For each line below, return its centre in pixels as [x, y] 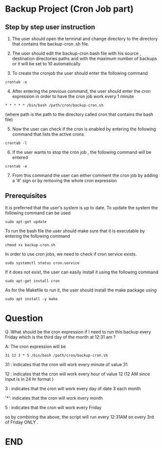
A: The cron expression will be [36, 346]
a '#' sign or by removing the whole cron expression [64, 181]
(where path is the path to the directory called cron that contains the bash [79, 114]
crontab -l [16, 143]
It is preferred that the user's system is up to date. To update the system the [81, 207]
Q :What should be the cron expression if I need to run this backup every [78, 332]
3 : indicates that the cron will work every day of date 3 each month [73, 389]
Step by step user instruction [50, 27]
